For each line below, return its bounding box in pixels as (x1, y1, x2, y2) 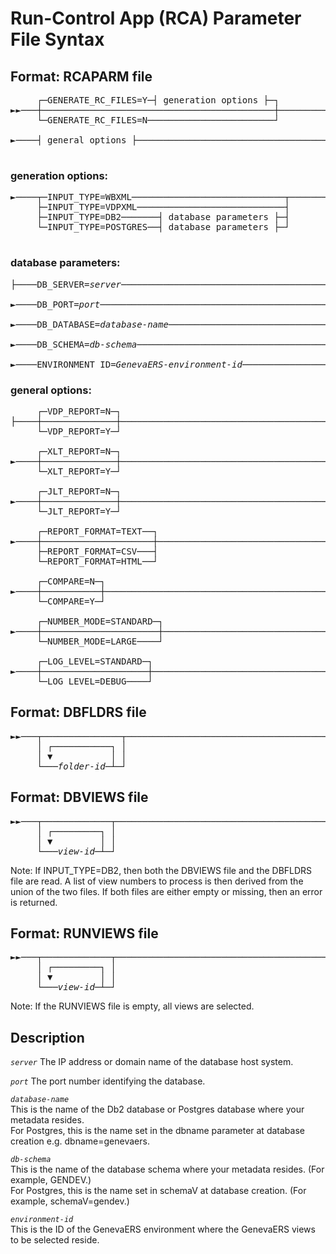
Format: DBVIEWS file (10, 789, 149, 806)
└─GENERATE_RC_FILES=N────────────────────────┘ (36, 115, 280, 126)
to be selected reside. (10, 1234, 100, 1246)
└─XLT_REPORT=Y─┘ (36, 465, 122, 477)
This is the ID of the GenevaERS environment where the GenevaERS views (10, 1223, 316, 1236)
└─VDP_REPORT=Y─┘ (36, 425, 122, 437)
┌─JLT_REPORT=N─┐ (36, 485, 122, 497)
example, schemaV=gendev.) (10, 1195, 130, 1207)
